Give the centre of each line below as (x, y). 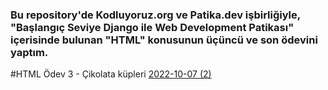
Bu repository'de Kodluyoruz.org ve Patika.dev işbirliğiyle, (155, 15)
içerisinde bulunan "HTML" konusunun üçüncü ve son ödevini (164, 40)
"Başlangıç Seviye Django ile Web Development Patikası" (152, 27)
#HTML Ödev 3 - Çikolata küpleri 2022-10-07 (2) (111, 74)
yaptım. (29, 52)
